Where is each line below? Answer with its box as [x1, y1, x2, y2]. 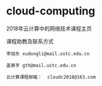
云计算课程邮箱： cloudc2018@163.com [6, 74, 96, 80]
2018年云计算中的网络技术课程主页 [6, 25, 92, 32]
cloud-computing [6, 4, 95, 18]
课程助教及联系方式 [6, 37, 54, 45]
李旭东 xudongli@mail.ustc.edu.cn [6, 51, 90, 57]
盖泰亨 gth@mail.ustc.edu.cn [6, 62, 77, 69]
